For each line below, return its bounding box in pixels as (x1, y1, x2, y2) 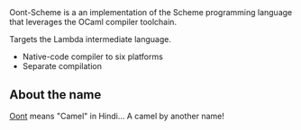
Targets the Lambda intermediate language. (9, 34, 171, 45)
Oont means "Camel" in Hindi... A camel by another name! (9, 111, 225, 122)
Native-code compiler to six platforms (22, 51, 164, 62)
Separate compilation (22, 61, 102, 72)
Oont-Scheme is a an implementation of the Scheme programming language (9, 7, 293, 18)
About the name (9, 87, 102, 102)
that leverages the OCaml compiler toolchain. (9, 17, 178, 28)
